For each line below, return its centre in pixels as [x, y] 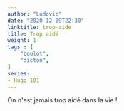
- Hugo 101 [24, 80]
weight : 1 [22, 41]
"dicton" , [35, 60]
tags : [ [20, 47]
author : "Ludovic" [35, 14]
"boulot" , [35, 54]
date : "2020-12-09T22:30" [46, 21]
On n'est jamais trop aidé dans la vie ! [62, 100]
